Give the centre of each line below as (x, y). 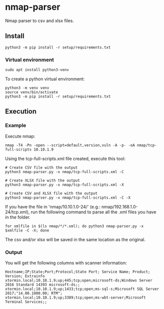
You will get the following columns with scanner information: (66, 263)
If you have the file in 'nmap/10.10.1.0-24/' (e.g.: (53, 206)
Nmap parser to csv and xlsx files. (40, 21)
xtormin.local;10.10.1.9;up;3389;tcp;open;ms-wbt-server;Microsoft (76, 298)
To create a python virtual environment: (45, 79)
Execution (21, 112)
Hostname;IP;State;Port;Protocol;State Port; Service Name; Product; (78, 272)
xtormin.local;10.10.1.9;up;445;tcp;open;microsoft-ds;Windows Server (79, 281)
